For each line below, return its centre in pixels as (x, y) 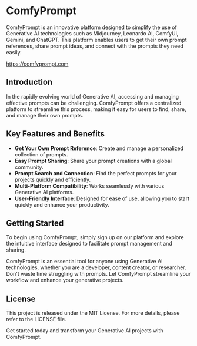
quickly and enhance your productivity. (62, 204)
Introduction (29, 82)
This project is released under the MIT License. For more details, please (93, 313)
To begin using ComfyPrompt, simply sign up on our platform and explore (95, 237)
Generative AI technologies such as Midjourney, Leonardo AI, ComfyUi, (92, 33)
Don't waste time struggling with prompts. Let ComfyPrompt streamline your (98, 274)
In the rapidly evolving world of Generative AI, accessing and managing (93, 96)
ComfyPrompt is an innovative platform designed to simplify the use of (92, 27)
